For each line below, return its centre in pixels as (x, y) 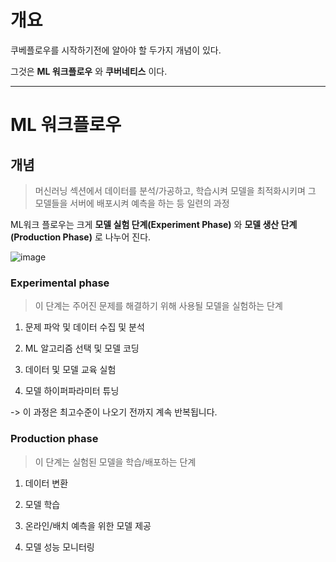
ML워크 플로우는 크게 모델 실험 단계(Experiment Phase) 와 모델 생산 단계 (154, 224)
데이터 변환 (46, 483)
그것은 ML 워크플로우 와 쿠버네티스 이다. (89, 71)
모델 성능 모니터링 (59, 547)
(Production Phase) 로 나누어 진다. (81, 237)
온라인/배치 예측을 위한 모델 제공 (88, 525)
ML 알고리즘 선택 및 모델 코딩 (82, 348)
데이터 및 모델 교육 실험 (70, 370)
